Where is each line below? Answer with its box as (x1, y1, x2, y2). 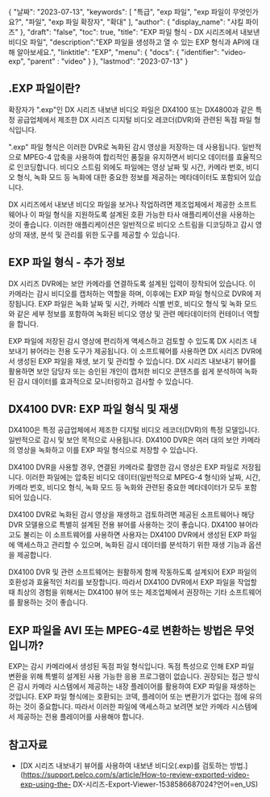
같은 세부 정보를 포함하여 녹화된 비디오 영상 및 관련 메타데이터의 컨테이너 (16, 309, 245, 319)
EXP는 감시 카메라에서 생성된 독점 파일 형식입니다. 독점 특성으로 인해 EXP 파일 (8, 661, 255, 671)
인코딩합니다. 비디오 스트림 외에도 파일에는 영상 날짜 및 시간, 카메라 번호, (16, 162, 244, 172)
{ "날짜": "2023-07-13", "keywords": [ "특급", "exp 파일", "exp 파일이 (8, 7, 231, 16)
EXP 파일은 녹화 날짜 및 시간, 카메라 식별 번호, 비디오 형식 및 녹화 (38, 298, 243, 308)
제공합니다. (16, 550, 52, 560)
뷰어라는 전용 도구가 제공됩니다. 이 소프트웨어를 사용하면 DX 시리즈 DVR (29, 346, 256, 356)
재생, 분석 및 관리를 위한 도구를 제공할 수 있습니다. (23, 229, 180, 240)
